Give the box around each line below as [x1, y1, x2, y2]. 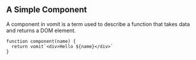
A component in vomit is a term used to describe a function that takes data [6, 20, 190, 27]
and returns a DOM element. [6, 27, 76, 34]
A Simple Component [6, 5, 87, 15]
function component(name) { [6, 38, 76, 44]
